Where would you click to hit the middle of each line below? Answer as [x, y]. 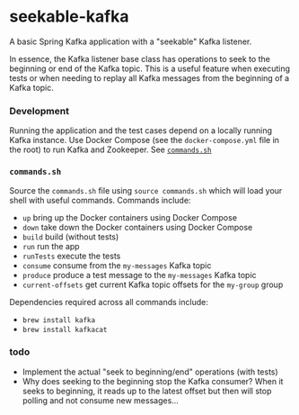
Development [40, 111]
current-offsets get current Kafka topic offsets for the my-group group [153, 284]
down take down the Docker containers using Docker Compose [137, 227]
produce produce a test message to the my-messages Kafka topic [140, 275]
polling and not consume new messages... [101, 400]
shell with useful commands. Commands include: [100, 200]
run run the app [51, 246]
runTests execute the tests [71, 256]
